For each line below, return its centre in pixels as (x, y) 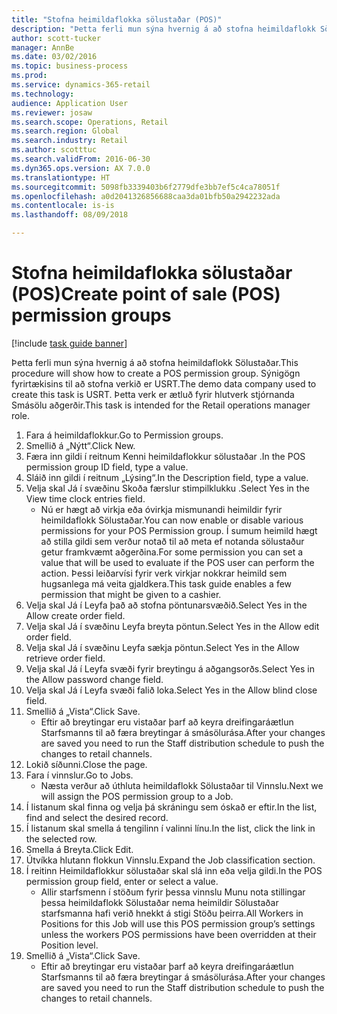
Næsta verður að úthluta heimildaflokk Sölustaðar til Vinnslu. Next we (182, 785)
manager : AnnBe (43, 47)
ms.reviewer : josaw (52, 112)
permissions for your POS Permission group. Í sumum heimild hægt (179, 530)
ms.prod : (29, 76)
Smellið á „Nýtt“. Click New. (80, 445)
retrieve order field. (65, 658)
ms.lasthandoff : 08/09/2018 (70, 215)
